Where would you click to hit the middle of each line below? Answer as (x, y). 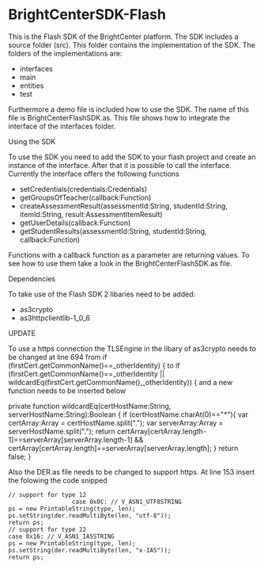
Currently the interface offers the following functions (94, 174)
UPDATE (22, 333)
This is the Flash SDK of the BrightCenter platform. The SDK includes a (123, 36)
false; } (20, 456)
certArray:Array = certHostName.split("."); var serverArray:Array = (116, 422)
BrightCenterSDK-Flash (87, 15)
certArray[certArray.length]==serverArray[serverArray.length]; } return (123, 448)
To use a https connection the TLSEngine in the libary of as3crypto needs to (132, 348)
